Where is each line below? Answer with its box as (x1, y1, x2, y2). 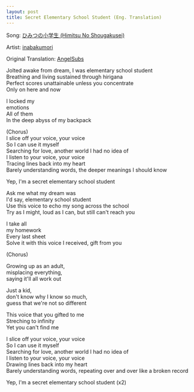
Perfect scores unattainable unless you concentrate (6, 79, 134, 87)
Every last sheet (6, 233, 46, 240)
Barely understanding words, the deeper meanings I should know (6, 166, 168, 174)
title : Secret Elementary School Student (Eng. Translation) (6, 14, 162, 20)
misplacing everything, (6, 269, 63, 276)
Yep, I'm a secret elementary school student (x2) (6, 378, 127, 386)
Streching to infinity (6, 317, 55, 324)
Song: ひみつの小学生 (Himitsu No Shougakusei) (6, 31, 125, 39)
